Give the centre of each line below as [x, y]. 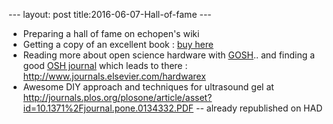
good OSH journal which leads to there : [105, 65]
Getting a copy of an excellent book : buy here [118, 44]
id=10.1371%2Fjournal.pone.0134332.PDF [108, 108]
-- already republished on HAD [259, 108]
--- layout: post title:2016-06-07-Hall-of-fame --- [110, 14]
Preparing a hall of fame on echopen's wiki [111, 33]
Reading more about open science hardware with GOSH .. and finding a [169, 55]
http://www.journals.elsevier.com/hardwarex [114, 76]
